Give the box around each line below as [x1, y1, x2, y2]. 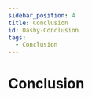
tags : [8, 33, 26, 42]
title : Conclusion [8, 19, 68, 27]
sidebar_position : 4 [8, 11, 76, 20]
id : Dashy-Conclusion [8, 26, 79, 34]
